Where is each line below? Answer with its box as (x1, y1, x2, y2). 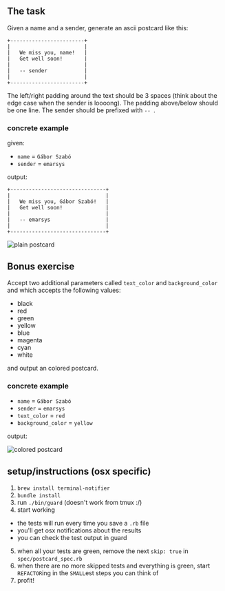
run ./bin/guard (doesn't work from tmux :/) (17, 499, 142, 507)
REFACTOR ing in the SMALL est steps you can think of (17, 569, 159, 577)
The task (7, 6, 46, 17)
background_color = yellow (17, 419, 93, 427)
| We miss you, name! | (7, 49, 88, 56)
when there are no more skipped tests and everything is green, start (17, 561, 211, 570)
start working (17, 506, 55, 514)
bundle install (17, 493, 61, 499)
